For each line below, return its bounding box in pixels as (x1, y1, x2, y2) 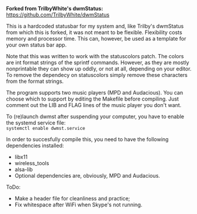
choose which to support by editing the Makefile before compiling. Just (6, 95, 179, 102)
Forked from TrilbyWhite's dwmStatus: (6, 5, 103, 12)
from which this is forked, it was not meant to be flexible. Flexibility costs (6, 29, 182, 36)
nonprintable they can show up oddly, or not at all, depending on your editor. (6, 65, 192, 72)
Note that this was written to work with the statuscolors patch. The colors (6, 53, 184, 59)
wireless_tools (14, 160, 49, 166)
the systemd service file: (6, 119, 66, 126)
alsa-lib (14, 166, 34, 173)
